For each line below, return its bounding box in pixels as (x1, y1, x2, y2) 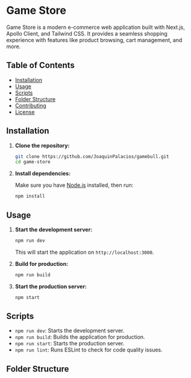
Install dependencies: (14, 170, 71, 177)
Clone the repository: (14, 142, 70, 149)
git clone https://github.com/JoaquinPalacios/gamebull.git (14, 153, 169, 160)
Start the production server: (14, 283, 87, 290)
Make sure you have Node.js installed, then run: (14, 181, 134, 189)
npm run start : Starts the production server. (14, 340, 125, 347)
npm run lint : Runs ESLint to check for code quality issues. (14, 346, 163, 353)
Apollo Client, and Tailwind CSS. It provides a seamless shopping (6, 30, 168, 37)
